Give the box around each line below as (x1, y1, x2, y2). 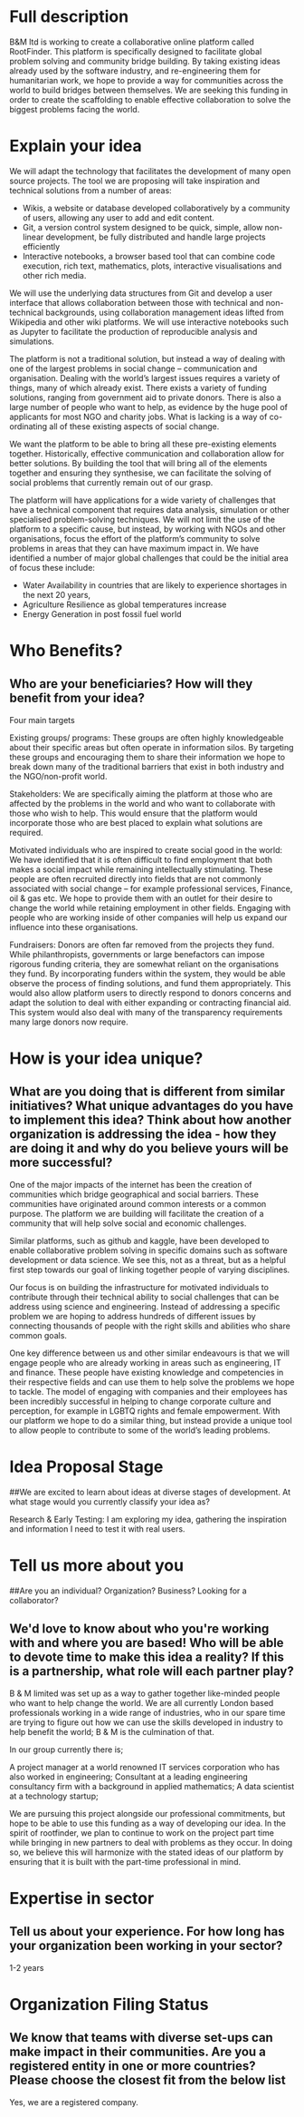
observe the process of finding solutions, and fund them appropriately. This (9, 977, 291, 988)
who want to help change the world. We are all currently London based (9, 1697, 274, 1708)
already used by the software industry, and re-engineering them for (9, 65, 261, 76)
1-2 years (9, 1962, 44, 1973)
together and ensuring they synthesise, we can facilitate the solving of (9, 467, 271, 478)
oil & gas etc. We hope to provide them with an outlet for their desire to (9, 892, 273, 904)
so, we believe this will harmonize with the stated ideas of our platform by (9, 1847, 284, 1857)
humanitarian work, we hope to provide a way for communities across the (9, 74, 283, 85)
